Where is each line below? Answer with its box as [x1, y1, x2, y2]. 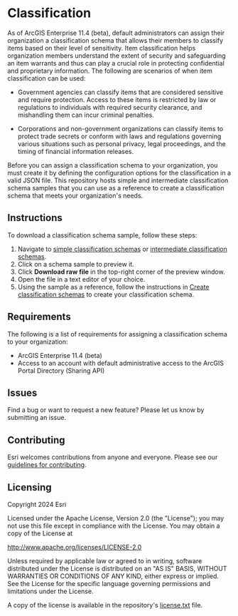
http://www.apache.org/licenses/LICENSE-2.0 [7, 543, 142, 551]
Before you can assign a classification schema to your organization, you [7, 160, 218, 169]
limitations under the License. [7, 587, 94, 595]
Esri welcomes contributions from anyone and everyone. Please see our [7, 453, 218, 461]
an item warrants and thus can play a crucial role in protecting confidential [7, 58, 225, 67]
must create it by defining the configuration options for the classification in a [7, 168, 232, 177]
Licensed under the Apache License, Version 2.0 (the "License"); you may [7, 514, 225, 522]
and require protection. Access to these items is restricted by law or [17, 95, 217, 104]
